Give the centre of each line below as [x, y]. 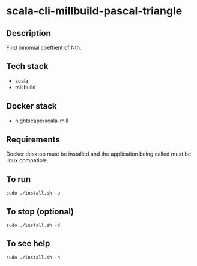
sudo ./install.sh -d [33, 225]
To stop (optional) [40, 211]
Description [29, 33]
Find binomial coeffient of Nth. [44, 47]
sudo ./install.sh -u [33, 193]
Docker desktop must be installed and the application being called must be [99, 154]
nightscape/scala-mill [42, 121]
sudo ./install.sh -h [33, 257]
